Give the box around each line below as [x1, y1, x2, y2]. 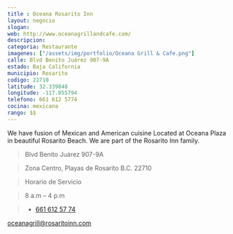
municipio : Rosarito [7, 69, 69, 77]
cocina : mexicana [7, 103, 59, 110]
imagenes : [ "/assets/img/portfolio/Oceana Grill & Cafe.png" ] [7, 50, 195, 57]
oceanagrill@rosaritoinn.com [7, 218, 92, 227]
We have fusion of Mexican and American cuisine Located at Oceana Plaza [7, 128, 227, 137]
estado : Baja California [7, 63, 81, 70]
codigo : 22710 [7, 76, 50, 84]
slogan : [7, 23, 30, 30]
